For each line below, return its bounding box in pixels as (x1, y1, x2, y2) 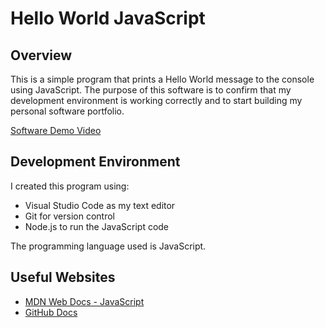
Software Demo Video (10, 125, 102, 136)
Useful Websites (10, 269, 116, 286)
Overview (10, 47, 73, 64)
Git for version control (24, 210, 116, 222)
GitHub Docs (24, 306, 78, 318)
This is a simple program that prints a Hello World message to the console (10, 73, 315, 85)
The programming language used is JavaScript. (10, 240, 207, 252)
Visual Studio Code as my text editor (24, 199, 176, 211)
